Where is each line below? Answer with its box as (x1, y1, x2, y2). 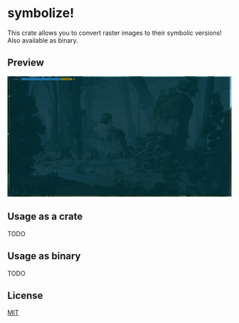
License (7, 290, 43, 302)
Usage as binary (7, 250, 81, 263)
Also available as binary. (7, 36, 78, 44)
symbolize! (7, 5, 75, 21)
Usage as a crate (7, 211, 83, 223)
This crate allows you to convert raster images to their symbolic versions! (7, 28, 222, 37)
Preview (7, 57, 45, 69)
